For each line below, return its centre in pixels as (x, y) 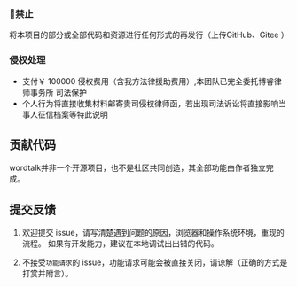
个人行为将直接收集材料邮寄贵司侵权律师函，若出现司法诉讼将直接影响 (150, 103)
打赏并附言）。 (47, 274)
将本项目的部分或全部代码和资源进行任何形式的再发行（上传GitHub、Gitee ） (149, 35)
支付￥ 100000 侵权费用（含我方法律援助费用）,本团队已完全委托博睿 (148, 81)
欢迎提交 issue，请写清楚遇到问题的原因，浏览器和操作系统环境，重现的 (153, 233)
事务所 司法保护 (58, 92)
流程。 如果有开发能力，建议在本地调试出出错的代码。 (120, 244)
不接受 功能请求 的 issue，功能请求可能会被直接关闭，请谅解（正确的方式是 (155, 262)
